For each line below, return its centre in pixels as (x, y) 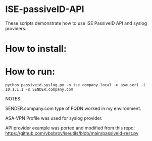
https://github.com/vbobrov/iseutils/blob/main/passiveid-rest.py (72, 133)
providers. (16, 28)
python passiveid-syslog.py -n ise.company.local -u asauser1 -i (75, 85)
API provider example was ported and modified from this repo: (70, 128)
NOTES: (13, 99)
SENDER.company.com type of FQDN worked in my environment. (73, 108)
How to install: (36, 49)
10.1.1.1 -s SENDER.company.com (39, 90)
